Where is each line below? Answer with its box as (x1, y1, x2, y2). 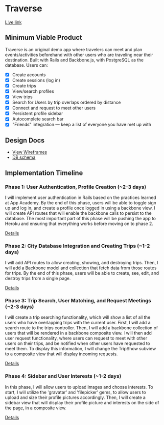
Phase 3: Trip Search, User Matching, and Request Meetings (5, 297, 152, 304)
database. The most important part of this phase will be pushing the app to (5, 215, 156, 221)
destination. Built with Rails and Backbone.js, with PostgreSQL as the (5, 57, 144, 63)
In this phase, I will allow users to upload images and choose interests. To (5, 384, 153, 390)
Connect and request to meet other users (12, 105, 96, 111)
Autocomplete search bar (12, 116, 64, 122)
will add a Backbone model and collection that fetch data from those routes (5, 265, 157, 271)
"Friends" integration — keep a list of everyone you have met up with (12, 121, 152, 128)
